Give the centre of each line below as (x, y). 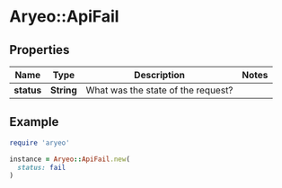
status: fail (42, 167)
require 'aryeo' (40, 143)
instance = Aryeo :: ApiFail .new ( (70, 159)
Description (160, 75)
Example (34, 122)
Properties (40, 50)
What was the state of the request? (159, 90)
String (64, 90)
